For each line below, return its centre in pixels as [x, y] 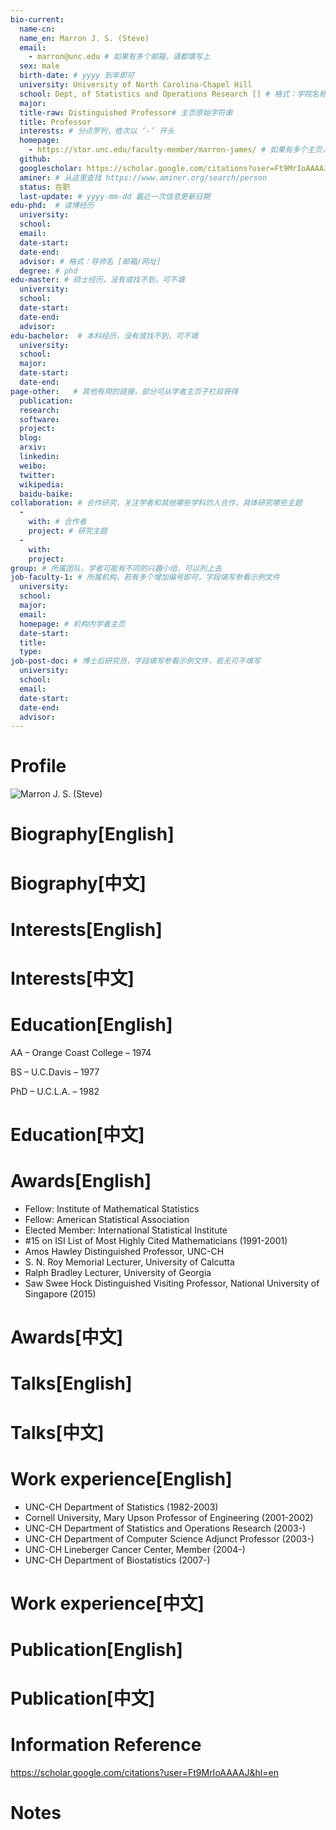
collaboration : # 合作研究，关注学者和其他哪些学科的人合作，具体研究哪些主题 [156, 503]
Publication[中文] [82, 1698]
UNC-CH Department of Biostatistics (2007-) [117, 1560]
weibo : [33, 466]
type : [31, 652]
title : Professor [55, 122]
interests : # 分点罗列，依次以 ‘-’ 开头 [97, 131]
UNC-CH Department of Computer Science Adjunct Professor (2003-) [169, 1538]
